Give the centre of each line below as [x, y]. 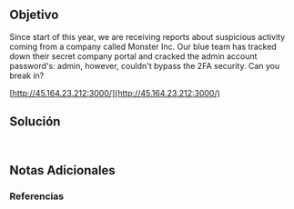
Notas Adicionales [62, 170]
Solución [35, 122]
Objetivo [34, 15]
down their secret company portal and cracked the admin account [133, 56]
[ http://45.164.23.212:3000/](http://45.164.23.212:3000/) [115, 93]
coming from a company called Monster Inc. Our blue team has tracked [143, 46]
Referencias [37, 196]
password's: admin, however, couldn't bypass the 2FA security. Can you [145, 65]
